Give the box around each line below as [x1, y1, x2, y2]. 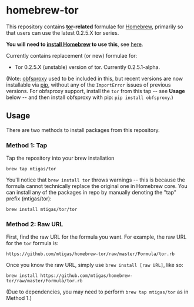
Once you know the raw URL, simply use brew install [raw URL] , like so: [6, 262, 183, 269]
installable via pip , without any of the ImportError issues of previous [6, 81, 171, 88]
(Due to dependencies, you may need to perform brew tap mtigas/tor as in [6, 288, 189, 295]
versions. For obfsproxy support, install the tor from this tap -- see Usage [6, 87, 185, 94]
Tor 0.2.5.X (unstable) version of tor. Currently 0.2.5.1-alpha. [14, 63, 160, 71]
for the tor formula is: [6, 240, 59, 247]
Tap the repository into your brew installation [6, 154, 115, 162]
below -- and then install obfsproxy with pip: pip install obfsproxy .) [6, 94, 173, 101]
